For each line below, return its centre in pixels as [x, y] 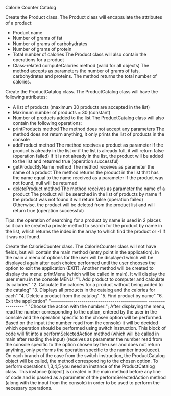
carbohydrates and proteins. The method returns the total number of [85, 76]
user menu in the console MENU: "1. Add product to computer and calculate [85, 279]
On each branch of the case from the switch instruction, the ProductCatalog [85, 355]
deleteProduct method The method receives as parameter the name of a [89, 189]
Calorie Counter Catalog [31, 7]
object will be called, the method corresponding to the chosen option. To [82, 361]
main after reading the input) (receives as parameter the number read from [84, 339]
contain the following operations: [47, 123]
